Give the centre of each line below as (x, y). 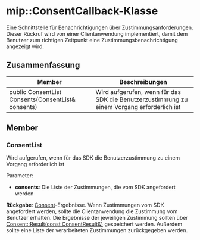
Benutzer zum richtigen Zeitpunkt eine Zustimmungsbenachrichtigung (92, 40)
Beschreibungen (143, 82)
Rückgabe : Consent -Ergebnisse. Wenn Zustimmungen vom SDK (85, 205)
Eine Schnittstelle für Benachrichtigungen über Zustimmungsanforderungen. (100, 27)
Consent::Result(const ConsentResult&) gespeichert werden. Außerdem (94, 224)
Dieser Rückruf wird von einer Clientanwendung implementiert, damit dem (97, 33)
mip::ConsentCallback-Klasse (82, 11)
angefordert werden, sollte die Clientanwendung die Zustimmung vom (92, 211)
